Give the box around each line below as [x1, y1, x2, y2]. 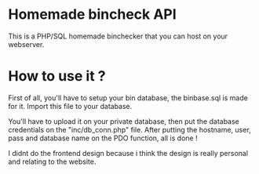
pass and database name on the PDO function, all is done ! [8, 133, 198, 143]
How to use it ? [8, 67, 106, 85]
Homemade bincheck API [8, 5, 177, 24]
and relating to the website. [8, 157, 97, 166]
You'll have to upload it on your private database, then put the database [8, 116, 239, 126]
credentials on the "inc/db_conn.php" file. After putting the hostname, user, [8, 125, 251, 134]
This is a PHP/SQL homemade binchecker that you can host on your [8, 31, 228, 41]
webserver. [8, 39, 45, 49]
